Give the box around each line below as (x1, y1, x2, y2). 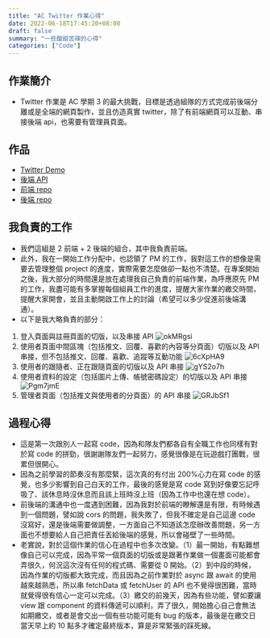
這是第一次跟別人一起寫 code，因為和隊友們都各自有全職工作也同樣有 (19, 439, 251, 449)
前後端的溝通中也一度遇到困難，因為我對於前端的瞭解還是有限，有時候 (19, 500, 254, 510)
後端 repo (19, 195, 52, 204)
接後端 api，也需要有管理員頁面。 (19, 116, 131, 126)
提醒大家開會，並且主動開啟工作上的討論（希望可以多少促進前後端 (19, 294, 239, 304)
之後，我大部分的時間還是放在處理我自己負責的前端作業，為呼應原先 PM (19, 274, 260, 283)
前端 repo (19, 184, 52, 194)
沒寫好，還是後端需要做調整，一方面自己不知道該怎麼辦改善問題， (19, 520, 239, 530)
